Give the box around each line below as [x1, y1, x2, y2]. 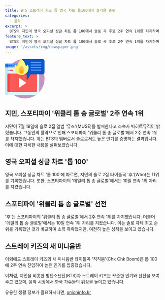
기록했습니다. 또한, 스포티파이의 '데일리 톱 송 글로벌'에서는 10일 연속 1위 [10, 178, 148, 184]
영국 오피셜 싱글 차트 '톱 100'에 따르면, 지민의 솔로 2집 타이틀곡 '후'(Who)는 [5, 172, 151, 178]
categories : [5, 13, 30, 18]
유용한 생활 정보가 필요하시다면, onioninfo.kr [5, 289, 91, 295]
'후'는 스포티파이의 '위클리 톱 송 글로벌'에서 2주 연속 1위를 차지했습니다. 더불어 [5, 214, 155, 220]
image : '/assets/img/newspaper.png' [5, 44, 80, 49]
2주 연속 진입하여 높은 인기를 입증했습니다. [10, 262, 92, 268]
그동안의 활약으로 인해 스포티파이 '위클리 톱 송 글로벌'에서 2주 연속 [23, 129, 151, 135]
